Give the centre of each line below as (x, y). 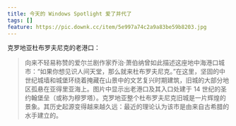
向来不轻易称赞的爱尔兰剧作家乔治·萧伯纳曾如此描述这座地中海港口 (122, 63)
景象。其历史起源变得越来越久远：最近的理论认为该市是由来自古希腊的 (127, 107)
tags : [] (20, 20)
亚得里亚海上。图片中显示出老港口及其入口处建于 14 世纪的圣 (138, 89)
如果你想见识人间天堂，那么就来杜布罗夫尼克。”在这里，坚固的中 (133, 72)
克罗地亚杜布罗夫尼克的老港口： (54, 48)
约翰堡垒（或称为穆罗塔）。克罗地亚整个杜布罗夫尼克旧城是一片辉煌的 (125, 98)
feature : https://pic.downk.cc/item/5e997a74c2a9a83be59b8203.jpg (107, 27)
